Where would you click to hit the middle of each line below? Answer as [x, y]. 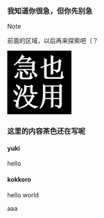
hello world [23, 194]
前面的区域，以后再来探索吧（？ [53, 41]
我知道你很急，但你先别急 [50, 10]
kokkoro [19, 180]
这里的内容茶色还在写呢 [46, 131]
